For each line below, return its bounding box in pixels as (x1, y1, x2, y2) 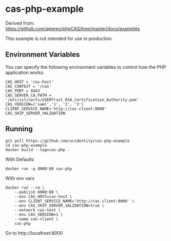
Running (5, 125, 33, 133)
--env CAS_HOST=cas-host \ (14, 194, 72, 199)
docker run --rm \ (5, 185, 45, 190)
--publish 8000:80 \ (14, 189, 59, 195)
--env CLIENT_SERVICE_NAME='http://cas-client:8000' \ (14, 198, 135, 204)
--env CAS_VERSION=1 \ (14, 212, 63, 217)
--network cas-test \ (14, 207, 61, 213)
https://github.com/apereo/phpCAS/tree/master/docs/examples (5, 25, 140, 31)
